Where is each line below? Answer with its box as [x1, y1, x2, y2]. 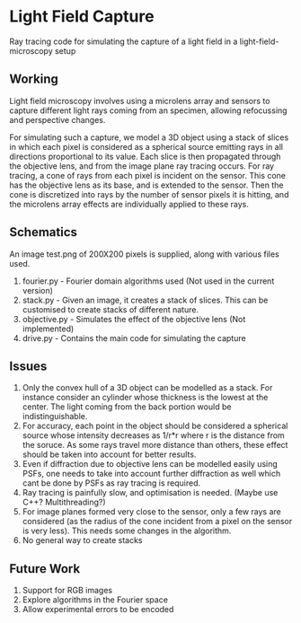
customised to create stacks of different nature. [22, 303, 199, 315]
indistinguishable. [22, 411, 88, 422]
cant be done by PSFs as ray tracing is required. [22, 478, 200, 488]
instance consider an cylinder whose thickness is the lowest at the [22, 392, 269, 403]
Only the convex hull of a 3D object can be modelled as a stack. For [22, 382, 273, 393]
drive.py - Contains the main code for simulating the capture [22, 332, 246, 343]
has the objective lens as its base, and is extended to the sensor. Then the [9, 180, 284, 190]
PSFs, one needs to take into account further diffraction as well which [22, 469, 281, 479]
